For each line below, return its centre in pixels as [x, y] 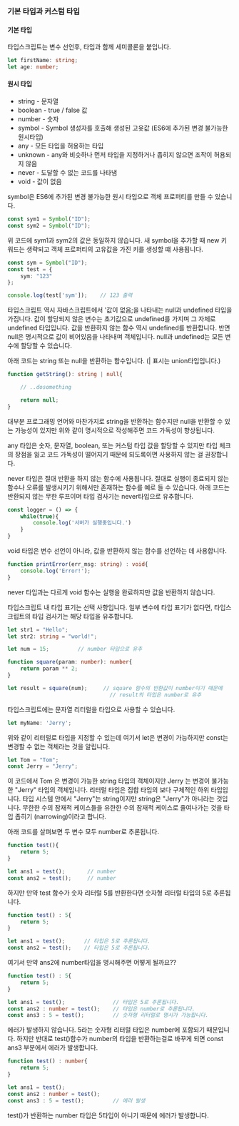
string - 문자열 [38, 101]
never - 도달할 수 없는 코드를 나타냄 [67, 173]
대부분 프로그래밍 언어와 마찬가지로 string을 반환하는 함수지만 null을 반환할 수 [115, 421]
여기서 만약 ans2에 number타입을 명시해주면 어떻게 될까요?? [92, 963]
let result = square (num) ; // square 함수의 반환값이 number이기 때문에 [115, 688]
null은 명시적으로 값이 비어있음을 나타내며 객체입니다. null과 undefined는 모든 [115, 337]
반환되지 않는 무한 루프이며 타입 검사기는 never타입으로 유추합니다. [101, 496]
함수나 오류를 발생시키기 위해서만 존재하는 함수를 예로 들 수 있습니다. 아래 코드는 [119, 487]
